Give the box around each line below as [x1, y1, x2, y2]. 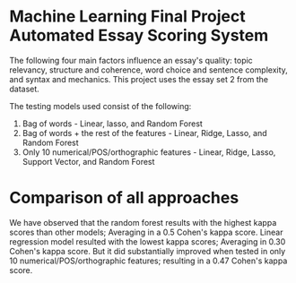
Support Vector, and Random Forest [22, 156, 155, 167]
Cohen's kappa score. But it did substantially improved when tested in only [9, 245, 286, 256]
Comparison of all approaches [9, 188, 239, 208]
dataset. [9, 83, 40, 94]
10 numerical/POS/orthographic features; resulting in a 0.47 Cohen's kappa [9, 255, 288, 266]
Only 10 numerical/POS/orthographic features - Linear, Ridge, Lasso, [22, 146, 276, 158]
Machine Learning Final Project [9, 6, 246, 27]
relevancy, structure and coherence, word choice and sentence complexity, [9, 64, 289, 75]
